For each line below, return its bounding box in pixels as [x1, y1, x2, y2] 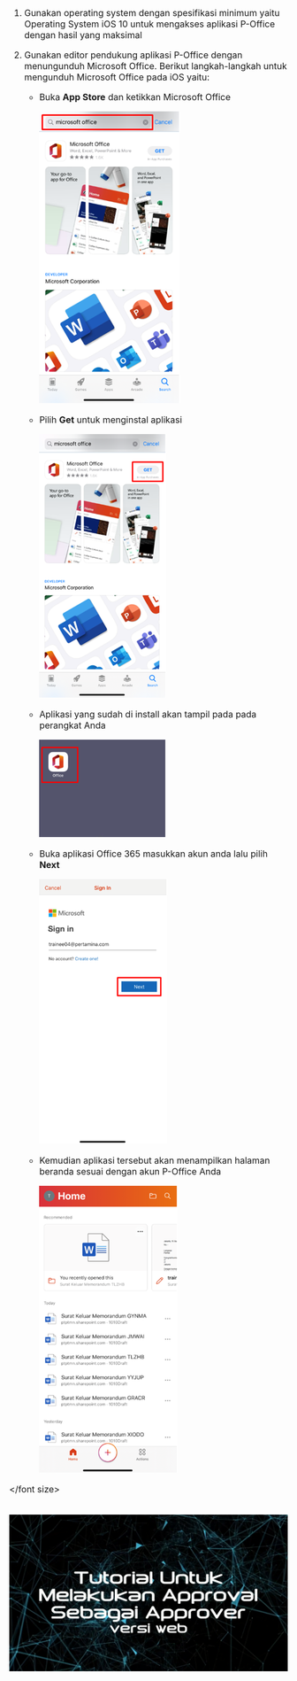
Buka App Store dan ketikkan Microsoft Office [39, 91, 232, 103]
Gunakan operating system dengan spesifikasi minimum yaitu [24, 7, 280, 19]
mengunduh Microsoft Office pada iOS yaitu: [24, 71, 210, 83]
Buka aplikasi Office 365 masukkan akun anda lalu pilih [39, 848, 268, 860]
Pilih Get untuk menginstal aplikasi [39, 414, 183, 426]
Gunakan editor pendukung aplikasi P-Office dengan [24, 49, 243, 61]
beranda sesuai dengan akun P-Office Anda [39, 1166, 222, 1177]
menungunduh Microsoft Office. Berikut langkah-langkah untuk [24, 60, 287, 72]
